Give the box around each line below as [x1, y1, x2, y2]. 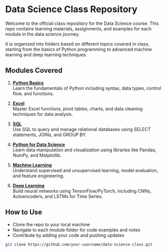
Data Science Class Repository [5, 4, 138, 15]
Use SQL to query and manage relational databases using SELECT [12, 126, 151, 132]
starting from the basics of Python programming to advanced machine [5, 46, 152, 52]
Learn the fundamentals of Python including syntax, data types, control [12, 85, 161, 91]
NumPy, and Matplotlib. [12, 152, 62, 158]
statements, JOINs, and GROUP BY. [12, 132, 87, 138]
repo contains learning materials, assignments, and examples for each [5, 25, 152, 31]
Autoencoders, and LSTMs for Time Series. [12, 193, 103, 199]
